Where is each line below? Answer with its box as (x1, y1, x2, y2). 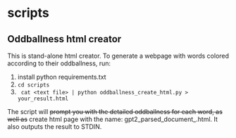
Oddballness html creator (7, 33, 122, 45)
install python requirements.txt (17, 73, 107, 81)
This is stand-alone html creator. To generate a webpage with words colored (7, 51, 230, 60)
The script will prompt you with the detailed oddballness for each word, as (7, 108, 223, 115)
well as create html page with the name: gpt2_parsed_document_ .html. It (7, 115, 218, 123)
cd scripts (17, 82, 50, 89)
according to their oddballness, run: (7, 59, 111, 68)
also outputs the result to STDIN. (7, 123, 102, 131)
